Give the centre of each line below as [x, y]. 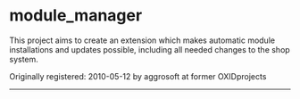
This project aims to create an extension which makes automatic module [142, 40]
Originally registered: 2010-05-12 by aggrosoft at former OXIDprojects [138, 76]
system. [24, 59]
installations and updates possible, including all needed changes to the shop [150, 49]
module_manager [76, 16]
